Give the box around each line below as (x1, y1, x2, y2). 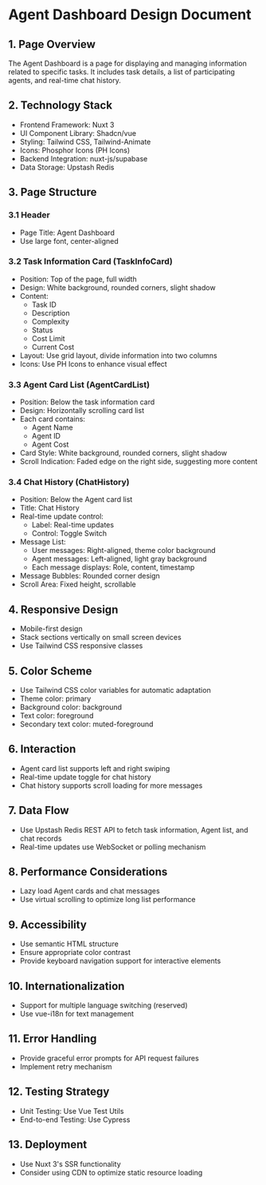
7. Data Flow (8, 804, 69, 817)
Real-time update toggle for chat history (19, 772, 151, 781)
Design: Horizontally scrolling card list (19, 406, 145, 416)
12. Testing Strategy (8, 1085, 110, 1099)
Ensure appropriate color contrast (19, 948, 131, 957)
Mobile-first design (19, 624, 83, 634)
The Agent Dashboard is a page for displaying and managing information (8, 58, 247, 68)
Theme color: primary (19, 694, 92, 704)
